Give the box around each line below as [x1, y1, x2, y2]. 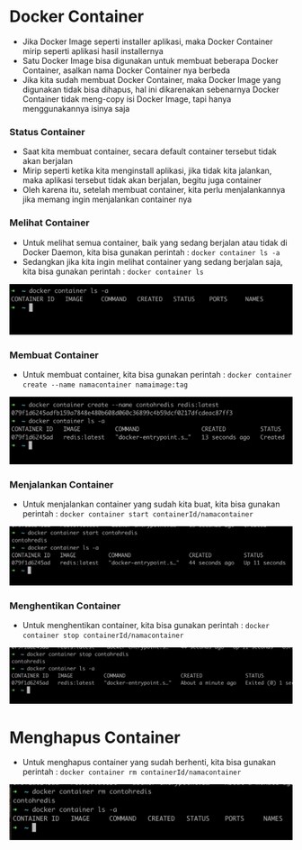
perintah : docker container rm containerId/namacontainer [22, 766, 242, 777]
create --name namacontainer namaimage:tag [22, 380, 189, 389]
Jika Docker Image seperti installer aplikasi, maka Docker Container [22, 36, 273, 47]
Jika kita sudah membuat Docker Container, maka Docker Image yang [22, 74, 281, 85]
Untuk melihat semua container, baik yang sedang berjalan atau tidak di [22, 237, 288, 248]
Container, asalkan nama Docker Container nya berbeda [22, 65, 231, 76]
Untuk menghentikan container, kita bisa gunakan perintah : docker [22, 620, 270, 631]
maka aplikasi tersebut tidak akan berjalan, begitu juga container [22, 175, 262, 186]
